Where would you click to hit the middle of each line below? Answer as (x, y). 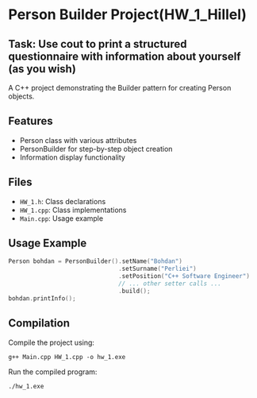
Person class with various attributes (78, 140)
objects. (21, 96)
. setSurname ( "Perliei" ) (157, 269)
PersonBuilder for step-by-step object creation (96, 149)
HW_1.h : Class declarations (63, 201)
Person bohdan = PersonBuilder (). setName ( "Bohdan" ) (95, 261)
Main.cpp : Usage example (61, 218)
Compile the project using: (52, 342)
